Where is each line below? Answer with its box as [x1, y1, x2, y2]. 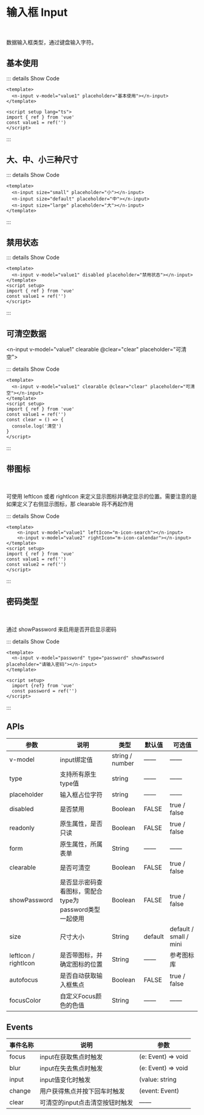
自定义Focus [59, 992, 96, 1000]
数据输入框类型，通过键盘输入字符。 [6, 38, 97, 46]
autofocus [9, 975, 38, 984]
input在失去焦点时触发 [39, 1065, 103, 1073]
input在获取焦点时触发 [39, 1053, 103, 1061]
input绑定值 [59, 755, 93, 764]
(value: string [138, 1075, 177, 1084]
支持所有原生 [59, 770, 97, 778]
